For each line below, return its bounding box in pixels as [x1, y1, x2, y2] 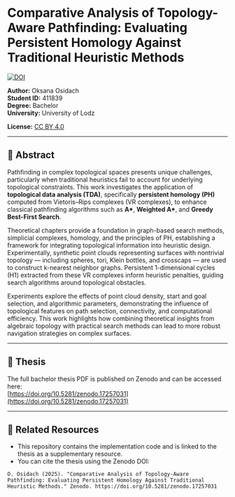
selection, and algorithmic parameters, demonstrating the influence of [7, 299, 209, 308]
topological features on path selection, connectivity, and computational [7, 306, 212, 315]
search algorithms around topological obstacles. [7, 278, 147, 287]
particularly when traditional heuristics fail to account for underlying [7, 175, 203, 184]
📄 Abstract [7, 149, 55, 161]
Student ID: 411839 [7, 93, 63, 102]
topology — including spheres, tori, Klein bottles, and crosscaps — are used [7, 256, 227, 264]
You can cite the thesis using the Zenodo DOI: [17, 457, 150, 465]
